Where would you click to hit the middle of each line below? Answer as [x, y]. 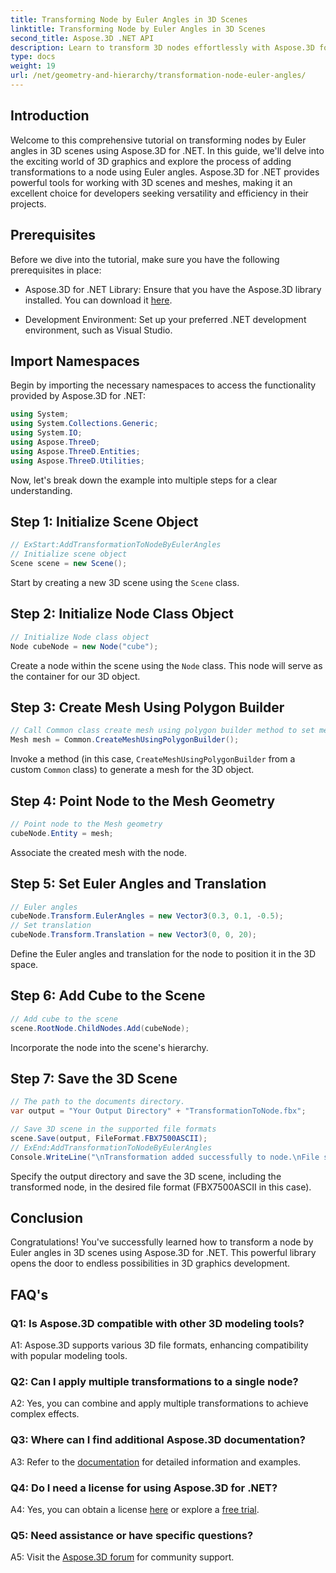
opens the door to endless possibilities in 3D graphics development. [150, 1263]
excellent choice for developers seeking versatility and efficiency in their [159, 193]
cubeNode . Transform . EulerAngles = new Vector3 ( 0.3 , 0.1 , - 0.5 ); [147, 916]
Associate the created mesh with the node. [98, 852]
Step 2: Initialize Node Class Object [122, 614]
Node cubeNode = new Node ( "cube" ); [84, 646]
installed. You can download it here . [98, 300]
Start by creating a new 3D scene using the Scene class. [125, 582]
